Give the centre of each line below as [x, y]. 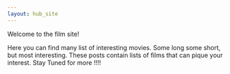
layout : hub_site [33, 14]
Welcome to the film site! [43, 34]
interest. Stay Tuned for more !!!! [54, 62]
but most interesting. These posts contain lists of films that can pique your [115, 55]
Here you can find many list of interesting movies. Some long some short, [114, 47]
